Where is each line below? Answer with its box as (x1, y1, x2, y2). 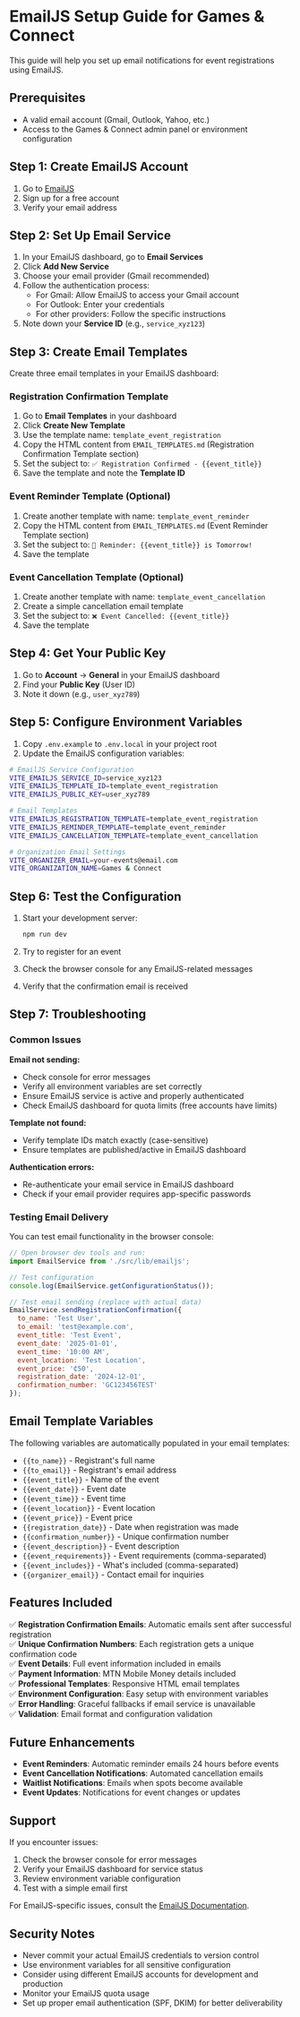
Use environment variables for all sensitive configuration (21, 1960, 231, 1970)
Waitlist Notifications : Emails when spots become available (21, 1778, 244, 1789)
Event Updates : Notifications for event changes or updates (21, 1787, 241, 1798)
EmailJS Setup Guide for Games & (9, 6, 265, 27)
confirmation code (9, 1648, 78, 1659)
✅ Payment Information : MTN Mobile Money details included (9, 1668, 236, 1678)
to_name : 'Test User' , (17, 1314, 102, 1323)
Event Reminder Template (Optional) (9, 490, 171, 502)
